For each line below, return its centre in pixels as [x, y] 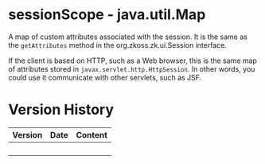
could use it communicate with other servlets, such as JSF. [105, 77]
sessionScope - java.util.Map [107, 15]
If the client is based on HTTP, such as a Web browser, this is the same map [132, 61]
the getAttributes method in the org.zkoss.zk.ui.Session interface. [117, 45]
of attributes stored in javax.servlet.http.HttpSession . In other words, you [132, 68]
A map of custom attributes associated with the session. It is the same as [128, 37]
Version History [61, 110]
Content [92, 135]
